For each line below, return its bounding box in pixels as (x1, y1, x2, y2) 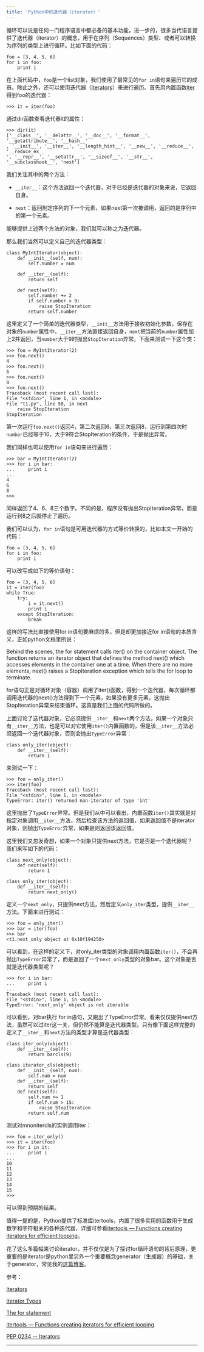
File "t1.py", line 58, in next (6, 401, 88, 407)
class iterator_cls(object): (6, 1062, 80, 1068)
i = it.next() (28, 600, 64, 607)
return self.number (28, 309, 78, 315)
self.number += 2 (28, 292, 72, 299)
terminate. (6, 673, 32, 681)
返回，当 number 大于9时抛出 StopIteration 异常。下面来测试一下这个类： (20, 335, 198, 342)
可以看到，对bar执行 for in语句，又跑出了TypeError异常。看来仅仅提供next (6, 1013, 192, 1020)
